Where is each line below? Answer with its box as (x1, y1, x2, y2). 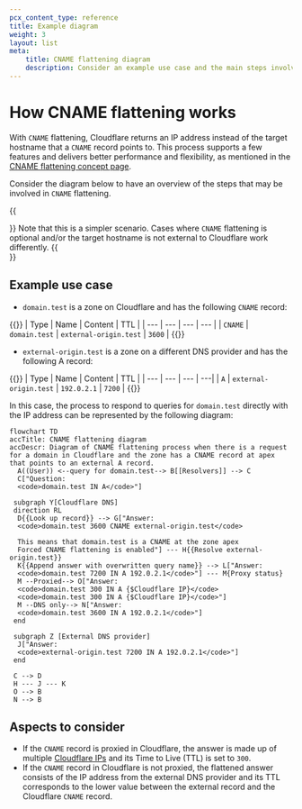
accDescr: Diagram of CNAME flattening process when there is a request (9, 442, 288, 451)
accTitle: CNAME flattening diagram (9, 434, 147, 444)
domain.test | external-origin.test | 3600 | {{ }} (9, 328, 186, 339)
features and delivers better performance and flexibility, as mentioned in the (9, 150, 291, 162)
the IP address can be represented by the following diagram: (9, 409, 234, 420)
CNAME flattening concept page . (9, 160, 132, 171)
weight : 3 (9, 30, 47, 39)
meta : (9, 47, 30, 56)
